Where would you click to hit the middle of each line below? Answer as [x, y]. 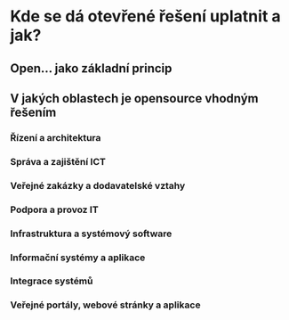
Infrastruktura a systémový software [91, 234]
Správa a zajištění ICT [58, 161]
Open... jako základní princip [91, 68]
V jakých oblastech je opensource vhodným [134, 98]
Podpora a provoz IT [54, 209]
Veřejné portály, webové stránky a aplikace [105, 305]
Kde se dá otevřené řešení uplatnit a [145, 16]
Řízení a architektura [56, 137]
